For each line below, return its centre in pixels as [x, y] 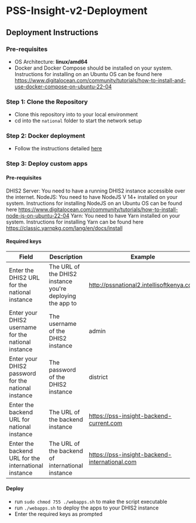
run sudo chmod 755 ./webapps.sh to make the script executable [91, 502]
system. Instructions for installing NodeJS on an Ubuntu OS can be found [94, 203]
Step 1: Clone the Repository [47, 102]
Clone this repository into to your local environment [76, 115]
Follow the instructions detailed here [58, 149]
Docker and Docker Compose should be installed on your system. [93, 68]
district [98, 377]
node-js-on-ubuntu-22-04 [38, 215]
